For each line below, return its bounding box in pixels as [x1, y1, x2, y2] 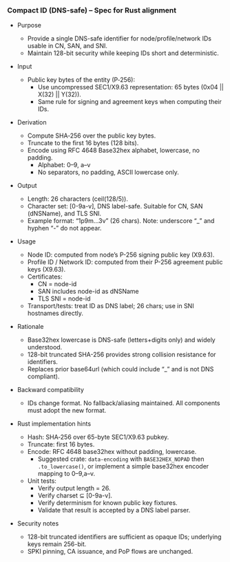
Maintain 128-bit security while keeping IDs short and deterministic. [27, 49, 219, 57]
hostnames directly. [27, 309, 84, 318]
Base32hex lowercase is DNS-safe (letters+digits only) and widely [27, 336, 216, 344]
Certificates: [27, 272, 63, 281]
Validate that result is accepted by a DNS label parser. [37, 506, 191, 515]
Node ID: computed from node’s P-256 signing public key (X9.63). [27, 250, 215, 259]
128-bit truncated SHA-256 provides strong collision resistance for [27, 350, 216, 359]
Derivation [17, 118, 47, 127]
